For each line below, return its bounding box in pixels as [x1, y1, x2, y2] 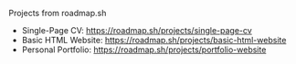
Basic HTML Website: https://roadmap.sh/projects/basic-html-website [21, 35, 287, 45]
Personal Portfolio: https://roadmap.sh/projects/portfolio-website [21, 44, 267, 55]
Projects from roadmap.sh [8, 8, 107, 18]
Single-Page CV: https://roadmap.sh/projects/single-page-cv [21, 25, 252, 35]
